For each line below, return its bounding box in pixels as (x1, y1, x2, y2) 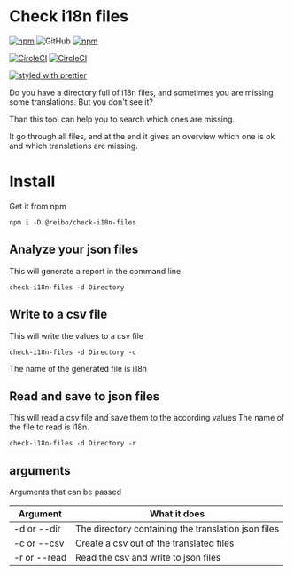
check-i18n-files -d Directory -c (9, 348, 137, 357)
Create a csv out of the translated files (74, 537, 235, 549)
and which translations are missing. (9, 140, 139, 151)
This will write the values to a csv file (9, 330, 144, 341)
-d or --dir (13, 523, 61, 535)
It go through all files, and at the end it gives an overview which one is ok (9, 130, 275, 141)
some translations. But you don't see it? (9, 96, 153, 107)
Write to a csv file (9, 307, 108, 322)
